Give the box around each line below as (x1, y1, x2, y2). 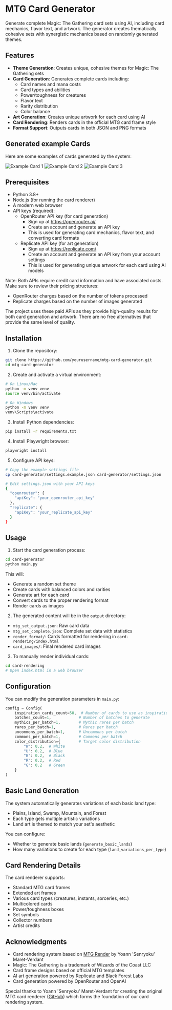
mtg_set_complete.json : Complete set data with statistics (12, 628, 133, 634)
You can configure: (5, 831, 46, 837)
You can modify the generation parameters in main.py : (5, 696, 119, 702)
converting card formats (28, 235, 79, 241)
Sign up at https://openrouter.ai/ (28, 219, 96, 225)
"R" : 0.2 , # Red (24, 758, 60, 763)
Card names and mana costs (20, 81, 81, 87)
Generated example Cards (5, 139, 91, 149)
